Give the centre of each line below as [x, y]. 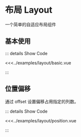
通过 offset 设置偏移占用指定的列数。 [42, 101]
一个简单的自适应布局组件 [31, 24]
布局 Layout [29, 10]
